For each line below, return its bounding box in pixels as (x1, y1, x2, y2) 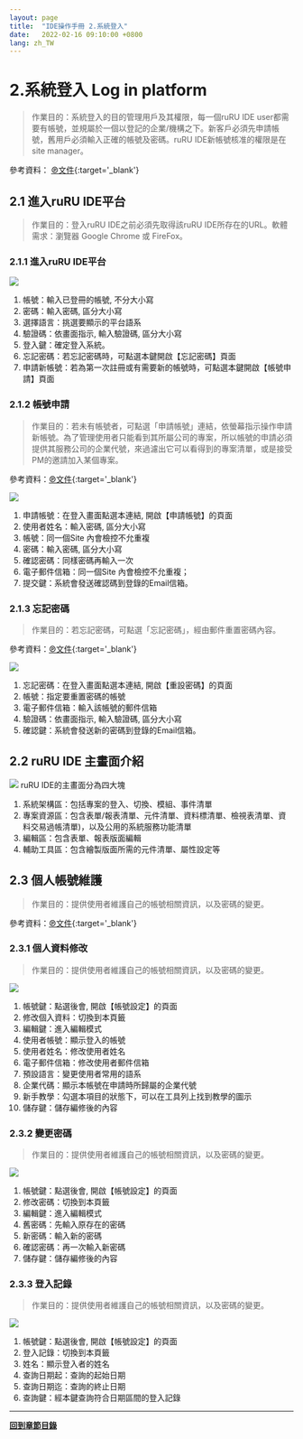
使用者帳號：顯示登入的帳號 (22, 1035, 126, 1045)
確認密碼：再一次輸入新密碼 (22, 1242, 126, 1253)
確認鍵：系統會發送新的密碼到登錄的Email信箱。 (22, 724, 201, 736)
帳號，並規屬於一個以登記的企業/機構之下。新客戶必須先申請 (47, 123, 272, 134)
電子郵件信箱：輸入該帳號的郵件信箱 (22, 701, 158, 713)
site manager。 (31, 145, 88, 156)
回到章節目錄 (9, 1420, 57, 1431)
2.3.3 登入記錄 (9, 1278, 72, 1291)
